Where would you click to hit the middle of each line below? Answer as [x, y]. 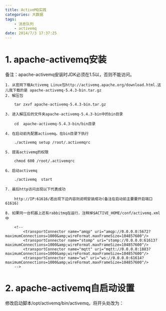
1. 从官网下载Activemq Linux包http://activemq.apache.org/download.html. [81, 85]
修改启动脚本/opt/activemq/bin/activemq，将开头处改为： [64, 303]
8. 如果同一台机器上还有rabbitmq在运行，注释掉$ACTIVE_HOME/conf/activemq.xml [83, 213]
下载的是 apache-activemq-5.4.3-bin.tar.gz [57, 90]
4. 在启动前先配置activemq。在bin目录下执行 [47, 134]
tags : [11, 19]
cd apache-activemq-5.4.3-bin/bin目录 [55, 124]
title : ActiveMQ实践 [26, 10]
